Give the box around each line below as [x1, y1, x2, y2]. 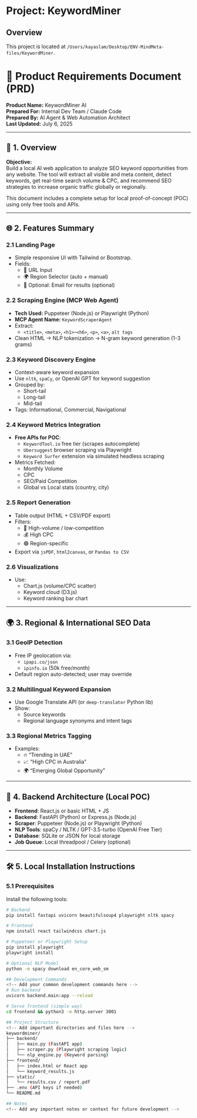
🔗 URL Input [23, 267, 53, 274]
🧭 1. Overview [6, 142, 57, 153]
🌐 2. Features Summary [6, 223, 94, 233]
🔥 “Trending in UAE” [23, 752, 73, 759]
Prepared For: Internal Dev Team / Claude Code [6, 107, 122, 115]
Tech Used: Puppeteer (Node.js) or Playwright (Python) [14, 310, 150, 317]
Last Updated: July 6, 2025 [6, 120, 73, 127]
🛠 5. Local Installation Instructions [6, 862, 135, 872]
